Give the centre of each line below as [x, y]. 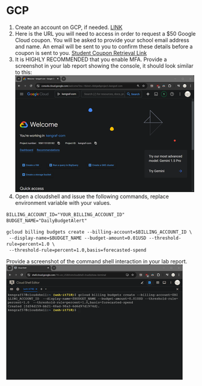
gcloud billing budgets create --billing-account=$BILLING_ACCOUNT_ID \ [99, 232]
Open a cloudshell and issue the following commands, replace [92, 196]
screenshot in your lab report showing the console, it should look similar [104, 66]
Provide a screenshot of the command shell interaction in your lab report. [97, 261]
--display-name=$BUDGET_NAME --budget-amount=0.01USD [78, 238]
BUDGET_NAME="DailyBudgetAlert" [47, 220]
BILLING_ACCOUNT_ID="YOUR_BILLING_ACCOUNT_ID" [66, 214]
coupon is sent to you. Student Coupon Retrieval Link [81, 53]
